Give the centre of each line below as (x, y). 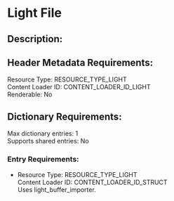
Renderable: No (30, 95)
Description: (35, 39)
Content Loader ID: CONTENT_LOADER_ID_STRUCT (92, 182)
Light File (34, 13)
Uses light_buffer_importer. (56, 189)
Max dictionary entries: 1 (43, 134)
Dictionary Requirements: (65, 116)
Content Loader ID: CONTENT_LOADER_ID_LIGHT (79, 87)
